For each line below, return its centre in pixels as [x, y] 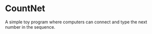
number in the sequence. [30, 27]
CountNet [25, 8]
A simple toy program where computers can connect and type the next [76, 22]
